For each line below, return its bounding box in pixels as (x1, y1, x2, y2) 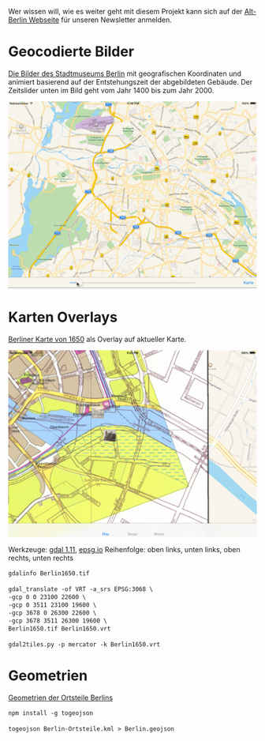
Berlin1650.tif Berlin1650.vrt (8, 624, 111, 633)
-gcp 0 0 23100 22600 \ (8, 592, 87, 601)
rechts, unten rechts (8, 553, 73, 562)
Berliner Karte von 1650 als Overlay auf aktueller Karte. (8, 334, 187, 344)
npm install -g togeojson (8, 709, 93, 717)
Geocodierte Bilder (8, 43, 135, 61)
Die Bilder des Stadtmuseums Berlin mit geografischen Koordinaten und (8, 69, 242, 78)
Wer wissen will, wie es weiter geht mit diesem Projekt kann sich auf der (8, 7, 243, 16)
